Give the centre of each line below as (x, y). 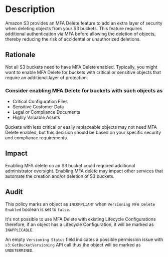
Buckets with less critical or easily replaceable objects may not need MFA (81, 127)
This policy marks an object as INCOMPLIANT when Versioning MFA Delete (80, 204)
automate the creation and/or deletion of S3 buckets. (60, 176)
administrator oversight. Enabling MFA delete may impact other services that (84, 171)
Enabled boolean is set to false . (38, 209)
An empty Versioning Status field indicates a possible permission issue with (84, 239)
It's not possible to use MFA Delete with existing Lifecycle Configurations (80, 219)
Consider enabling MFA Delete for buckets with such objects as (84, 90)
